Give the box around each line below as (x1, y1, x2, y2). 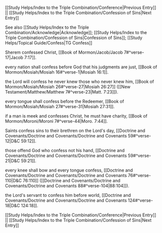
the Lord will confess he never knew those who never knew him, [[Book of (5, 78, 154, 84)
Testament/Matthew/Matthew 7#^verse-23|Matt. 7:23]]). (5, 89, 119, 95)
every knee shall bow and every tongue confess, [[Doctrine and (5, 167, 133, 173)
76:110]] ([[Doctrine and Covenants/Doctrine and (22, 178, 121, 183)
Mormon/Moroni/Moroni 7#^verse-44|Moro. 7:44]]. (5, 118, 108, 124)
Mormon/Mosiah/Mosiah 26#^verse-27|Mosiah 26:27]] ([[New (5, 84, 131, 90)
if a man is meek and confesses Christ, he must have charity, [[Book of (5, 113, 148, 119)
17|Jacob (5, 55, 23, 60)
